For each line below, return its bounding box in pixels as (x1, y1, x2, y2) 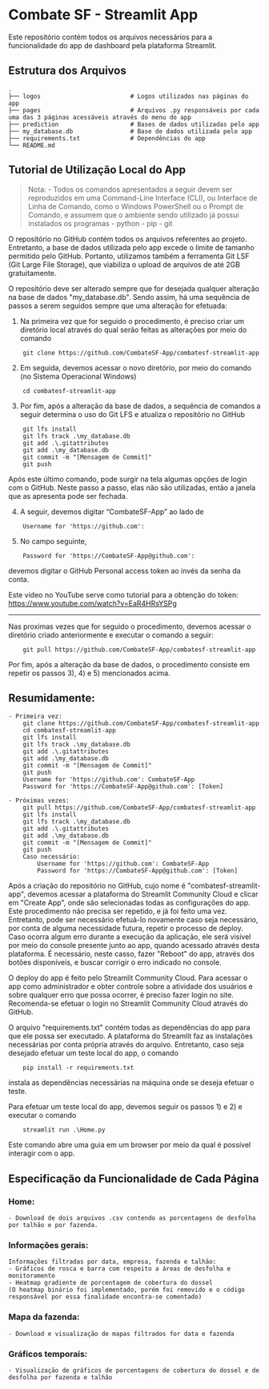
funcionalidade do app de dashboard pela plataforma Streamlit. (8, 40, 218, 50)
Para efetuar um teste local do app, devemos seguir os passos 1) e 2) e (8, 1102, 243, 1112)
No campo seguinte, (19, 536, 87, 546)
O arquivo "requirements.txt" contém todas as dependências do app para (8, 1023, 251, 1032)
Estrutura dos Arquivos (8, 64, 126, 78)
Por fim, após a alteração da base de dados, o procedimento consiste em (8, 659, 251, 669)
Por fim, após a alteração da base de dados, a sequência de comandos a (19, 401, 261, 411)
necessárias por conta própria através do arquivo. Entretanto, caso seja (8, 1040, 244, 1050)
